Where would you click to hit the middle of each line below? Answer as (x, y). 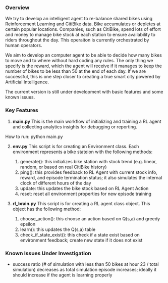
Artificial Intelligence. (27, 82)
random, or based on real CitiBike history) (63, 167)
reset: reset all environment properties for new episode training (86, 194)
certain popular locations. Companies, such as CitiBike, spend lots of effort (83, 29)
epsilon (28, 224)
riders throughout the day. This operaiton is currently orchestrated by (77, 40)
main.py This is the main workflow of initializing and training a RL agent (87, 121)
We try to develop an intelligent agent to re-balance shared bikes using (79, 19)
